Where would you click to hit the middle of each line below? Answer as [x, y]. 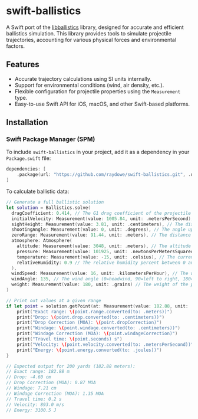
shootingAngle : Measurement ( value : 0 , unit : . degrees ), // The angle [98, 230]
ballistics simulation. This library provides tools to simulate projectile [89, 33]
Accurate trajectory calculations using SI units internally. [83, 78]
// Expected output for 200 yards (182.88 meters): [71, 366]
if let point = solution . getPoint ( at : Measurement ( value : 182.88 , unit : [97, 306]
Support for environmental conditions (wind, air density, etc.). [89, 85]
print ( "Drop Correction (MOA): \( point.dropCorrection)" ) [89, 323]
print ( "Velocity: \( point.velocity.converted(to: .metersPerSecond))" [105, 344]
